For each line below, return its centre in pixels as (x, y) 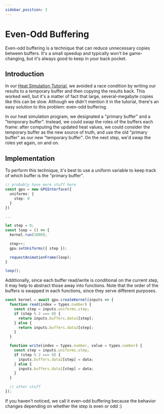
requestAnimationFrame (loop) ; (41, 257)
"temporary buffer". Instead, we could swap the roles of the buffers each (79, 122)
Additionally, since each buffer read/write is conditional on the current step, (82, 280)
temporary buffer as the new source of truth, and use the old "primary (76, 132)
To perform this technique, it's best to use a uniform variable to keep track (81, 170)
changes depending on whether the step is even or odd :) (63, 406)
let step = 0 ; (20, 226)
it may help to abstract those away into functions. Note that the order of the (82, 286)
